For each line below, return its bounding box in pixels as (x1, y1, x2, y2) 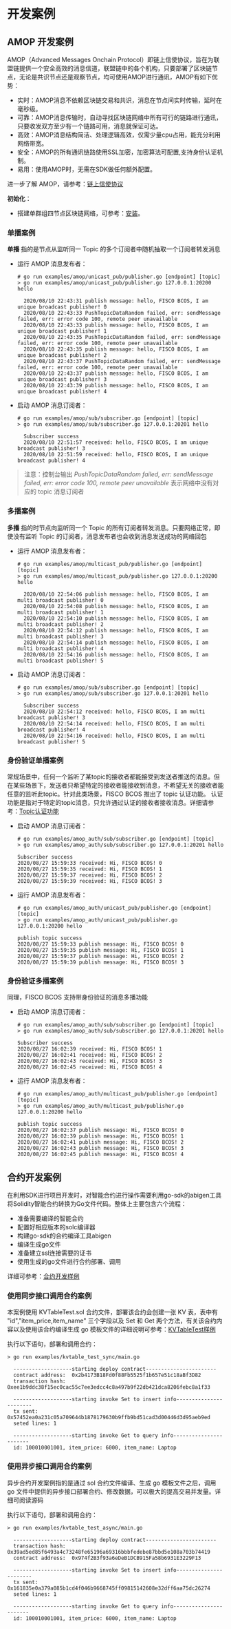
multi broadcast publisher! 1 (16, 609, 104, 616)
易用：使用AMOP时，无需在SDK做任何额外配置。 (16, 165, 157, 173)
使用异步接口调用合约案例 (7, 1461, 92, 1471)
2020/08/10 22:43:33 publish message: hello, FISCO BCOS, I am (23, 322, 208, 329)
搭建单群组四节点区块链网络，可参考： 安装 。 (16, 209, 144, 217)
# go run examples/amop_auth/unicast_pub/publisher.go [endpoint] (16, 904, 212, 911)
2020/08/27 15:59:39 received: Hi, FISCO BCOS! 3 (16, 877, 163, 884)
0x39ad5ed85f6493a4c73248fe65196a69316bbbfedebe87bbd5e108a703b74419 (7, 1548, 211, 1555)
